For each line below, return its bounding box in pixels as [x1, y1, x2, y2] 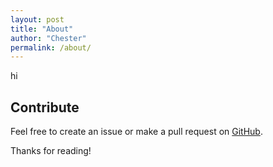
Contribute [10, 99, 80, 116]
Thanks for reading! [10, 145, 92, 157]
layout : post [10, 14, 65, 25]
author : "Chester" [10, 33, 87, 43]
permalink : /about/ [10, 42, 92, 53]
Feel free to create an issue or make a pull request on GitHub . [10, 126, 263, 138]
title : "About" [10, 24, 74, 34]
